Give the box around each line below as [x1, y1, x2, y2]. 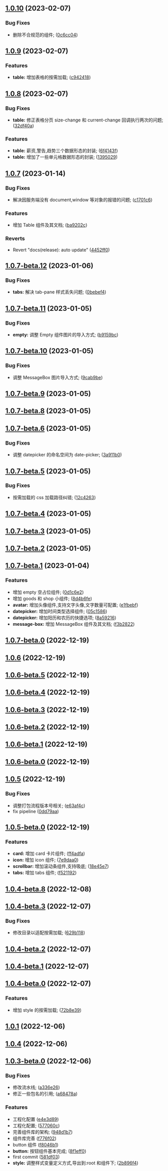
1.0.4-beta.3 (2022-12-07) [5, 902, 91, 911]
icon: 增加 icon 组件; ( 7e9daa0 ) [12, 857, 79, 863]
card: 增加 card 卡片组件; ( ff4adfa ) [12, 850, 86, 857]
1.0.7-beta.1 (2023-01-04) [5, 562, 90, 570]
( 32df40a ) [12, 123, 34, 129]
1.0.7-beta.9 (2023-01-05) [5, 389, 91, 398]
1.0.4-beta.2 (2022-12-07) [5, 944, 91, 954]
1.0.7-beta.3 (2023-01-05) [5, 527, 91, 535]
